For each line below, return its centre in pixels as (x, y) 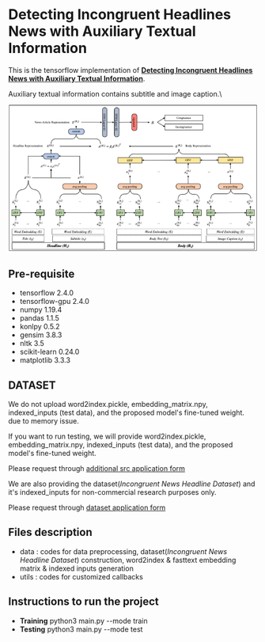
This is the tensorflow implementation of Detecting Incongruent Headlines (131, 70)
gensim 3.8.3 (41, 335)
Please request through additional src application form (97, 469)
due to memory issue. (44, 421)
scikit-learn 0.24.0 (49, 352)
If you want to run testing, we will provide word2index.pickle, (107, 436)
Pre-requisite (42, 274)
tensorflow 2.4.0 (46, 293)
